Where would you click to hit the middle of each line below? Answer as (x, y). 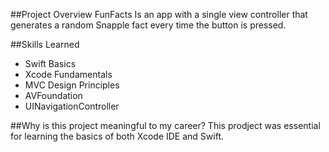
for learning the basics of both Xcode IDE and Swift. (117, 136)
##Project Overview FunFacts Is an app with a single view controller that (159, 14)
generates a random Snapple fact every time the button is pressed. (148, 25)
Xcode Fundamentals (68, 74)
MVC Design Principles (72, 85)
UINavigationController (72, 106)
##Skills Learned (45, 44)
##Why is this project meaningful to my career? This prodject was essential (165, 125)
